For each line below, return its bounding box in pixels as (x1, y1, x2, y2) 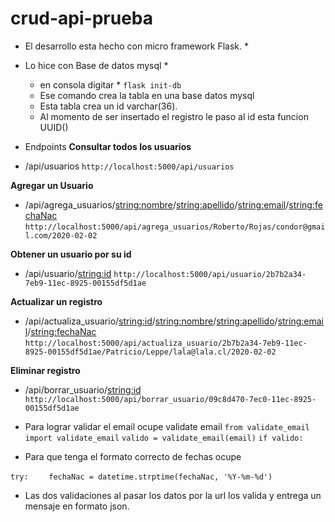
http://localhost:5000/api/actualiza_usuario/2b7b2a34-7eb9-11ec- (24, 338, 308, 348)
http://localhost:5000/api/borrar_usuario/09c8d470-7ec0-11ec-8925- (24, 394, 317, 404)
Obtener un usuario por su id (10, 248, 132, 260)
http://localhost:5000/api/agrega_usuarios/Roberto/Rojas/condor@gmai (24, 222, 326, 232)
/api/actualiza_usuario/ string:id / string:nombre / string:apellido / (24, 315, 278, 327)
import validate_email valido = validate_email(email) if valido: (24, 433, 304, 443)
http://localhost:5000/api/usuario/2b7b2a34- (113, 269, 307, 279)
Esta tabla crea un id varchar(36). (39, 100, 178, 112)
